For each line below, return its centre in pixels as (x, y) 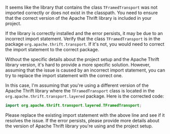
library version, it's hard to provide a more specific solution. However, (78, 65)
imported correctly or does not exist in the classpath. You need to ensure (82, 13)
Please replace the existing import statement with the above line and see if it (85, 115)
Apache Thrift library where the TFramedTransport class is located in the (80, 91)
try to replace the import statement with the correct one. (64, 75)
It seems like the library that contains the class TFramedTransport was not (81, 7)
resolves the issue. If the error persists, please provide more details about (82, 120)
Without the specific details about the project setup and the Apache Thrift (82, 59)
